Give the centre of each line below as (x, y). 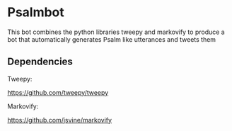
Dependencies (40, 62)
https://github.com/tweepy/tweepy (58, 92)
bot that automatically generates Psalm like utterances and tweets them (112, 39)
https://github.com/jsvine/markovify (59, 120)
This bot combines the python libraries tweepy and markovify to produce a (116, 32)
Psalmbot (36, 12)
